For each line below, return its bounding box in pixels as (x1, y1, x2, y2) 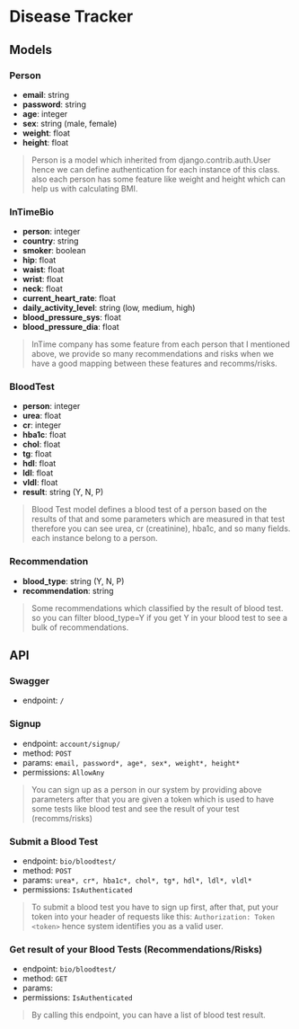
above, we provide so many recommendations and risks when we (31, 349, 275, 359)
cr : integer (22, 420, 62, 430)
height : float (22, 137, 69, 147)
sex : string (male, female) (22, 118, 118, 129)
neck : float (22, 283, 63, 294)
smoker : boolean (22, 245, 87, 256)
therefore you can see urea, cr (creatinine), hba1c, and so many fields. (31, 523, 291, 534)
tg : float (22, 448, 52, 459)
